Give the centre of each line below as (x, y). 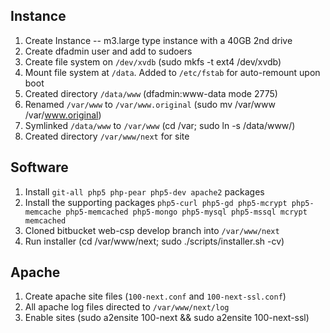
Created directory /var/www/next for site (107, 136)
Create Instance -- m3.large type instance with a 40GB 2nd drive (158, 40)
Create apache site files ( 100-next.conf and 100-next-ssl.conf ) (155, 296)
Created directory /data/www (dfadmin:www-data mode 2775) (151, 93)
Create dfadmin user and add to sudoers (108, 51)
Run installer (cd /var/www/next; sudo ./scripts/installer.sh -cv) (154, 241)
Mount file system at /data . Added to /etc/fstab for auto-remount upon (172, 72)
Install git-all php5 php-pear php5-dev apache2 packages (144, 191)
